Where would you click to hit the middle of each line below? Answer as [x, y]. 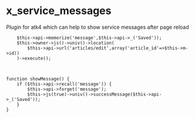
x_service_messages [59, 11]
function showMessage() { [38, 79]
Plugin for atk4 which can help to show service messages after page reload [98, 27]
